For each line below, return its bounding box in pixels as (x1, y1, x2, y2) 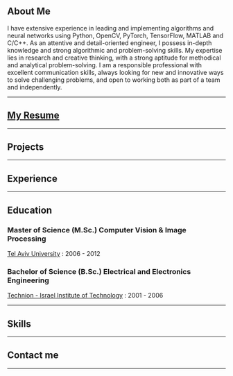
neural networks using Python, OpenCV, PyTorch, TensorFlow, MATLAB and (7, 31, 224, 40)
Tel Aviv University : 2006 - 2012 (7, 249, 101, 257)
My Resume (7, 110, 60, 121)
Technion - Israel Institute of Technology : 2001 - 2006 (7, 291, 164, 300)
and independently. (7, 83, 62, 91)
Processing (7, 234, 46, 243)
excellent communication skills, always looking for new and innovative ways (7, 68, 224, 76)
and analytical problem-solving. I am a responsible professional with (7, 60, 202, 69)
